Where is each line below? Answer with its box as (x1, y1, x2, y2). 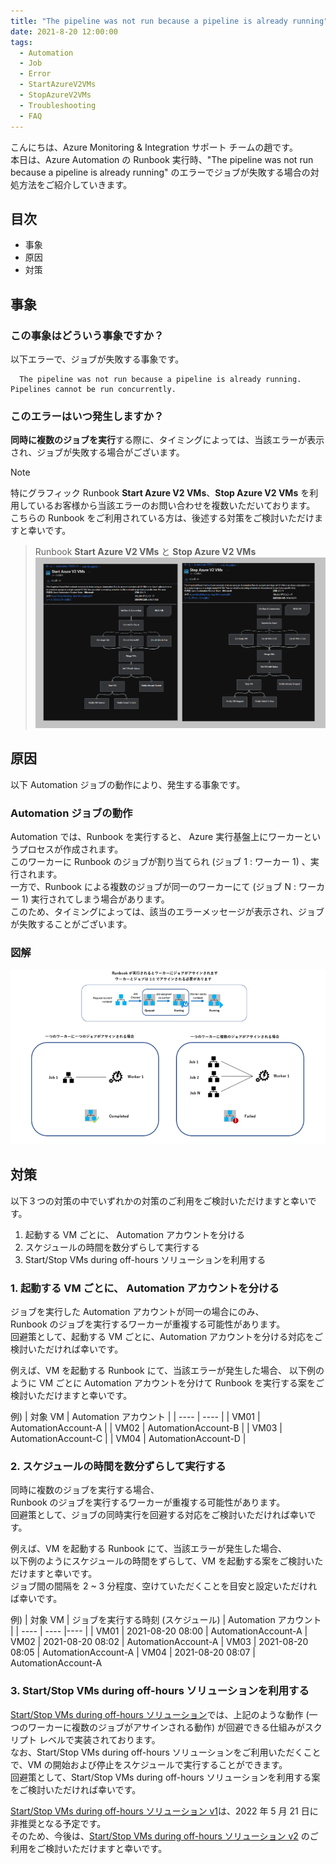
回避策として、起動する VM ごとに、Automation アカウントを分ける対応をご (10, 1331, 324, 1343)
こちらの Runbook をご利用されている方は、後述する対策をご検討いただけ (10, 512, 315, 524)
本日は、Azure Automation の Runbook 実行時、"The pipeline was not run (10, 153, 314, 165)
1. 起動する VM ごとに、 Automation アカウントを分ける (10, 1281, 280, 1295)
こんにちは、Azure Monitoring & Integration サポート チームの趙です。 (10, 141, 298, 153)
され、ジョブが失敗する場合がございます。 (10, 446, 185, 459)
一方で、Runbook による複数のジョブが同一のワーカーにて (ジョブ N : (10, 881, 297, 893)
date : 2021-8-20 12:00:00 (10, 26, 118, 37)
